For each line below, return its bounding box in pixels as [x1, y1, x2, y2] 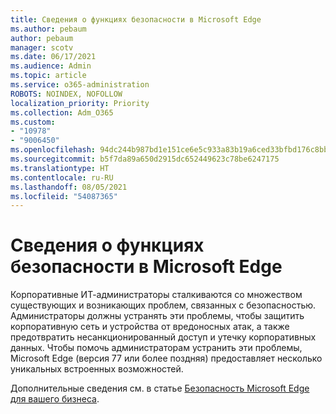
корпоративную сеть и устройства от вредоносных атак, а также [10, 321, 290, 333]
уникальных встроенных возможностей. [10, 363, 184, 375]
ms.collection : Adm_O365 [10, 107, 114, 118]
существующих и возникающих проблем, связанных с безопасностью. [10, 299, 317, 311]
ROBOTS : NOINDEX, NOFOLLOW [10, 89, 123, 99]
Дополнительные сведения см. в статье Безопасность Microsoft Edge [10, 382, 310, 395]
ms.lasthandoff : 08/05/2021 [10, 182, 128, 192]
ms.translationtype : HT [10, 163, 110, 173]
